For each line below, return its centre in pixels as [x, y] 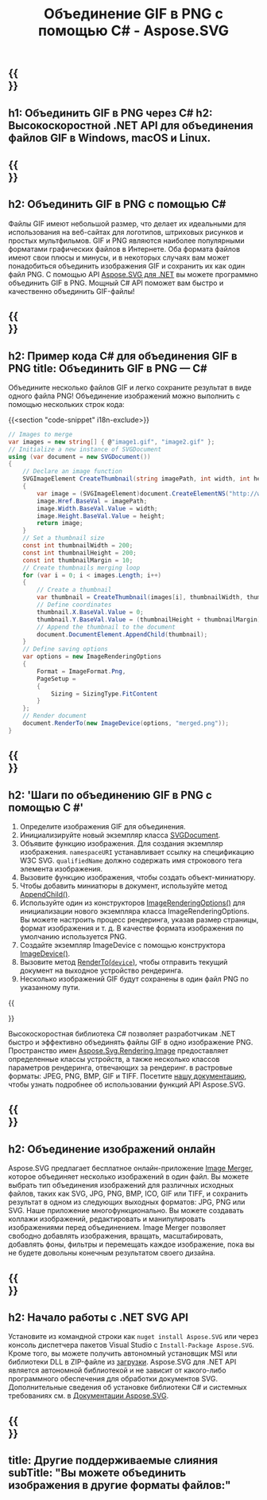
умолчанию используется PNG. [73, 937]
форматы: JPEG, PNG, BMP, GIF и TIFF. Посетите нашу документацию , [128, 1076]
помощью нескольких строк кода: [66, 404]
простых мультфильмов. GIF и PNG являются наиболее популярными [126, 241]
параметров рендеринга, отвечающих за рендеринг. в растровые [120, 1067]
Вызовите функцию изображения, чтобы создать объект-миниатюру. [137, 878]
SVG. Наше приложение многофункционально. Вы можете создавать [126, 1211]
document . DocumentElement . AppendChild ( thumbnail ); [122, 634]
